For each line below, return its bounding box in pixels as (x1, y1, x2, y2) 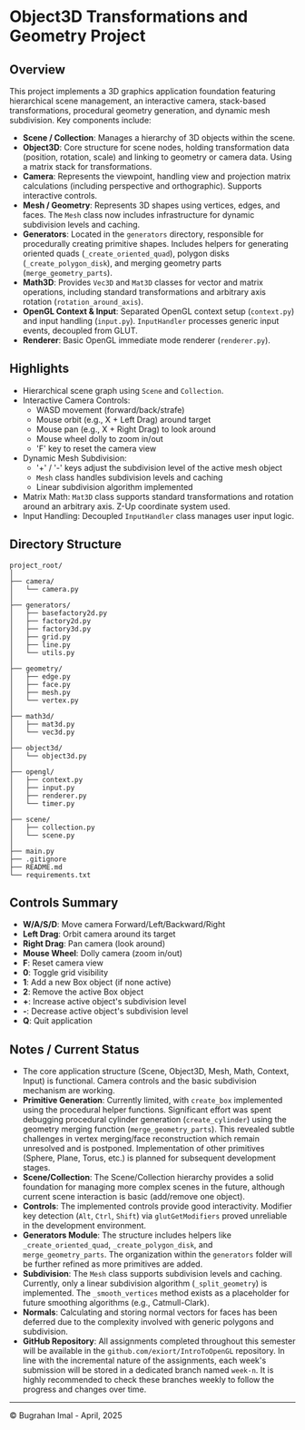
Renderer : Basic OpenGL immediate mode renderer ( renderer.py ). (22, 335, 271, 346)
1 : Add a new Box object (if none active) (22, 977, 172, 988)
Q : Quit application (22, 1015, 93, 1026)
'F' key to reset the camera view (35, 443, 157, 454)
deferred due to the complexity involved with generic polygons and (22, 1317, 274, 1327)
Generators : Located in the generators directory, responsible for (22, 229, 264, 240)
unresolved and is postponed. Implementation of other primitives (22, 1143, 265, 1154)
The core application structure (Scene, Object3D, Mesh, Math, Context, (22, 1066, 290, 1077)
